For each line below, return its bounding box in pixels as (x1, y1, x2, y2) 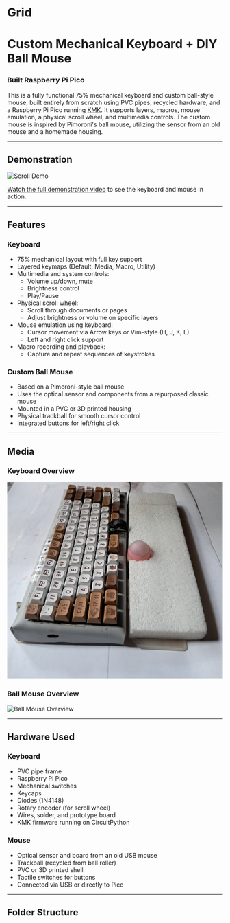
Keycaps (16, 789, 42, 797)
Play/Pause (27, 292, 60, 300)
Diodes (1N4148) (16, 797, 64, 805)
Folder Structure (7, 907, 79, 918)
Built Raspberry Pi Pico (7, 76, 85, 85)
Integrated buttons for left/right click (16, 419, 120, 427)
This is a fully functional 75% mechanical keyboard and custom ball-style (7, 91, 214, 99)
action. (7, 192, 27, 201)
